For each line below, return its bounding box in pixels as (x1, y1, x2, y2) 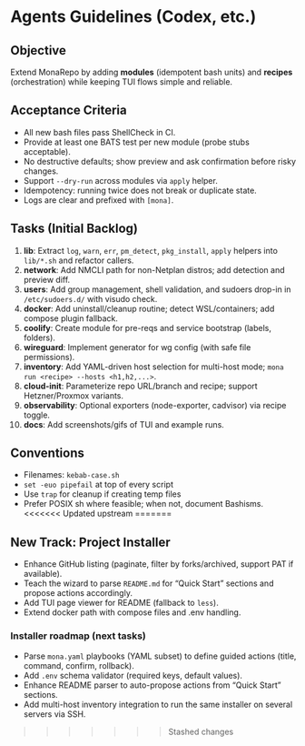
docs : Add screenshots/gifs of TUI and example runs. (23, 418, 225, 429)
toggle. (23, 409, 51, 420)
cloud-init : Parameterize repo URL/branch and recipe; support (23, 380, 258, 391)
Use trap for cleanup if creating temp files (23, 489, 182, 499)
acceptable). (23, 146, 72, 156)
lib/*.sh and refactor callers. (23, 255, 134, 266)
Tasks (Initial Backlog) (10, 221, 139, 237)
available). (23, 569, 63, 580)
